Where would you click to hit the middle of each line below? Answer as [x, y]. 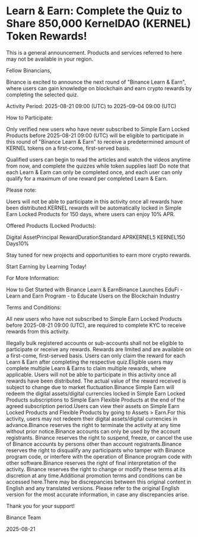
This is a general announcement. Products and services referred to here [94, 52]
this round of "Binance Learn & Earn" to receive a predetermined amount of [98, 141]
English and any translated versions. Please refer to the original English [93, 488]
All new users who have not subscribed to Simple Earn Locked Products [94, 318]
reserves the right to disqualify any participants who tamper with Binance [96, 450]
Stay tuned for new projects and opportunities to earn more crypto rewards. [99, 255]
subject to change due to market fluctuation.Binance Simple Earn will [90, 387]
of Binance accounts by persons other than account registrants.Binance [94, 444]
